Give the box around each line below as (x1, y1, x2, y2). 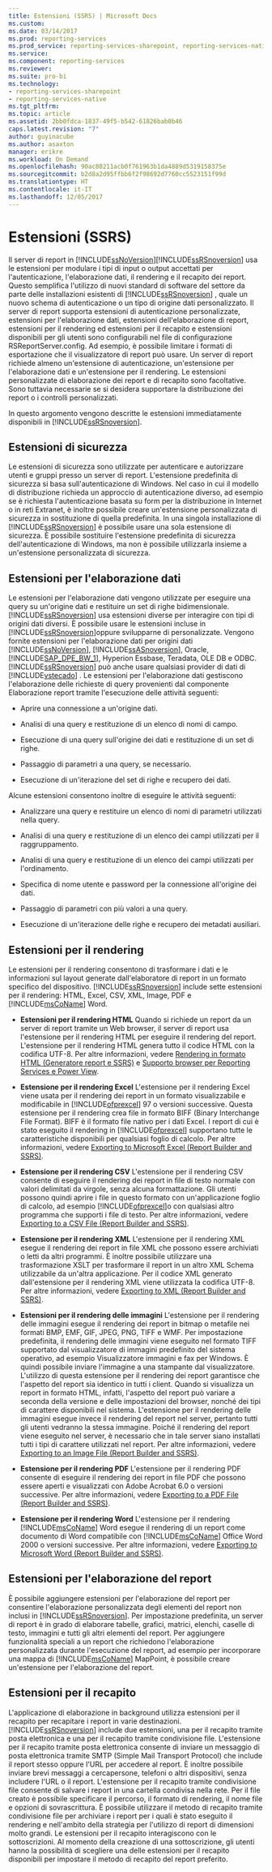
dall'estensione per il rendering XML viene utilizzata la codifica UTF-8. (19, 1277, 255, 1286)
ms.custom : (8, 19, 45, 28)
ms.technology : (8, 79, 60, 88)
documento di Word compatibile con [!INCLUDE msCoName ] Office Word (19, 1531, 263, 1541)
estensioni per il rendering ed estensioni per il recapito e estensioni (8, 324, 232, 333)
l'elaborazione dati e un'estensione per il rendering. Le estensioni (8, 367, 227, 376)
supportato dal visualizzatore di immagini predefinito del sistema (19, 1345, 236, 1355)
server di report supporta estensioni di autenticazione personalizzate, (8, 306, 240, 316)
